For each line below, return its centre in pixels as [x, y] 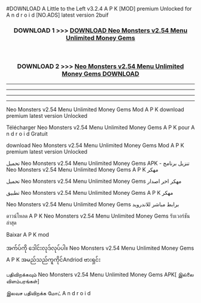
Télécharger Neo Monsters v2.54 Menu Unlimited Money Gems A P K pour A [100, 127]
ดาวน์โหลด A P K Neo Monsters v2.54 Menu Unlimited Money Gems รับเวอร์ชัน [98, 216]
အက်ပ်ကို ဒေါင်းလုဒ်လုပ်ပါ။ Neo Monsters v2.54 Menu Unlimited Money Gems [100, 248]
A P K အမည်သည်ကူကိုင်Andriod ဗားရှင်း [53, 259]
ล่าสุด [11, 222]
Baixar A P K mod [28, 234]
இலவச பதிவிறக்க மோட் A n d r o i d [48, 293]
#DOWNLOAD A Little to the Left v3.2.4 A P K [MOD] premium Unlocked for [99, 9]
